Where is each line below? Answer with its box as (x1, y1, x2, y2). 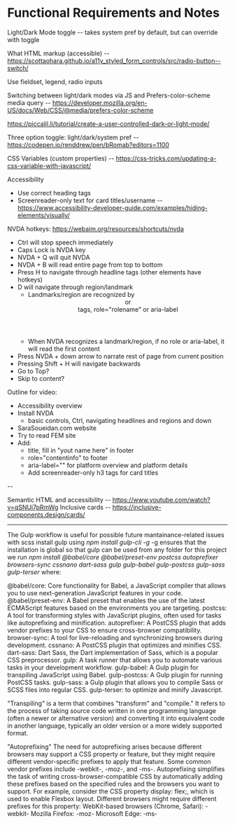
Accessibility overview (17, 401, 83, 410)
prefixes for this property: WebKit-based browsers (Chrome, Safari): (7, 802, 204, 810)
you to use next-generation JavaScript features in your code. (7, 588, 183, 597)
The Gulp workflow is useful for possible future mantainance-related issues (7, 530, 225, 539)
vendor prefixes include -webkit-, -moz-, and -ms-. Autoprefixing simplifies (7, 765, 225, 773)
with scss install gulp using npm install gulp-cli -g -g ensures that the (7, 538, 207, 546)
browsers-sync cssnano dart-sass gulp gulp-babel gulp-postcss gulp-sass (7, 560, 225, 569)
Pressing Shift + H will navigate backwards (17, 359, 141, 368)
